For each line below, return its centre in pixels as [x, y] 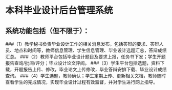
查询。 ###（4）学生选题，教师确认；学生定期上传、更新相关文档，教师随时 [86, 76]
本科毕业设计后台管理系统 [59, 10]
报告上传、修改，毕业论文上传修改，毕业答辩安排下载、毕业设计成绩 [95, 69]
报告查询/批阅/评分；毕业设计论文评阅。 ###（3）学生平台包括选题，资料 [83, 63]
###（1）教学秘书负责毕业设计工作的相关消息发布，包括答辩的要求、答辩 [82, 44]
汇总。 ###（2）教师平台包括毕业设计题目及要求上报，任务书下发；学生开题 [86, 57]
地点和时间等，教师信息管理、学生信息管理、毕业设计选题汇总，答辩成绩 [90, 50]
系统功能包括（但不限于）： [47, 31]
